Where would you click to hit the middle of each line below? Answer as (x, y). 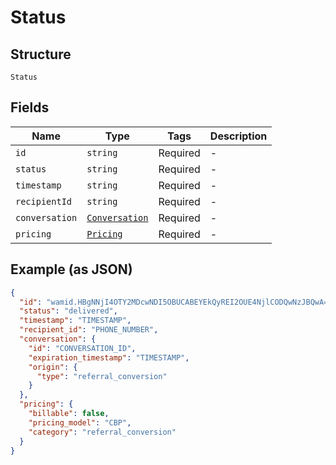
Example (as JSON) (71, 269)
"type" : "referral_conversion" (102, 376)
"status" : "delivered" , (68, 311)
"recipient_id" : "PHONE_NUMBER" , (89, 330)
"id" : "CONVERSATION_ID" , (82, 348)
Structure (41, 54)
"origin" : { (53, 367)
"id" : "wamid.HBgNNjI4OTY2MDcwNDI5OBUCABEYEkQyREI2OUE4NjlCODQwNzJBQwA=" (176, 302)
